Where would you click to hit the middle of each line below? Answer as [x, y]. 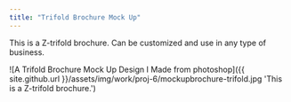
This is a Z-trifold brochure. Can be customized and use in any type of [138, 43]
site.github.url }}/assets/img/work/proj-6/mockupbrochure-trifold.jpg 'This [146, 78]
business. [27, 52]
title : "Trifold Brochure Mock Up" [75, 17]
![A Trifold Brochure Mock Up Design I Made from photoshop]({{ [127, 69]
